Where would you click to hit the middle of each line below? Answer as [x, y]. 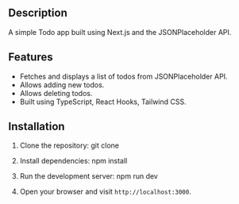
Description [38, 13]
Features [31, 58]
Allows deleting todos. [56, 93]
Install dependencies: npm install [73, 161]
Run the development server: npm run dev [89, 176]
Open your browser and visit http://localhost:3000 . [106, 192]
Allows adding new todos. [62, 85]
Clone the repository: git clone [69, 145]
